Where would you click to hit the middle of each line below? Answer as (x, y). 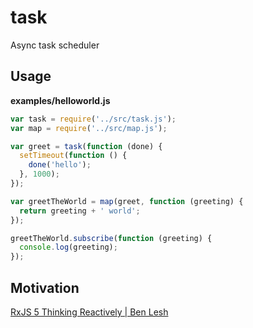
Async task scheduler (55, 45)
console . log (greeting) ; (68, 247)
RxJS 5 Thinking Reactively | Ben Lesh (89, 312)
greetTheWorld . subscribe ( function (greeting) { (111, 238)
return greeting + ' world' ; (80, 211)
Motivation (45, 287)
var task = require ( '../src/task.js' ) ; (93, 119)
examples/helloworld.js (60, 100)
